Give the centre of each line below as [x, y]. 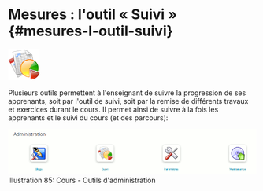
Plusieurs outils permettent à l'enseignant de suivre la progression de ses [127, 93]
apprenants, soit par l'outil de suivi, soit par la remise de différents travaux [128, 101]
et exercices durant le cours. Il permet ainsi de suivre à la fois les [113, 109]
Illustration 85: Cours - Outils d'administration [82, 180]
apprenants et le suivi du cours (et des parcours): [88, 118]
